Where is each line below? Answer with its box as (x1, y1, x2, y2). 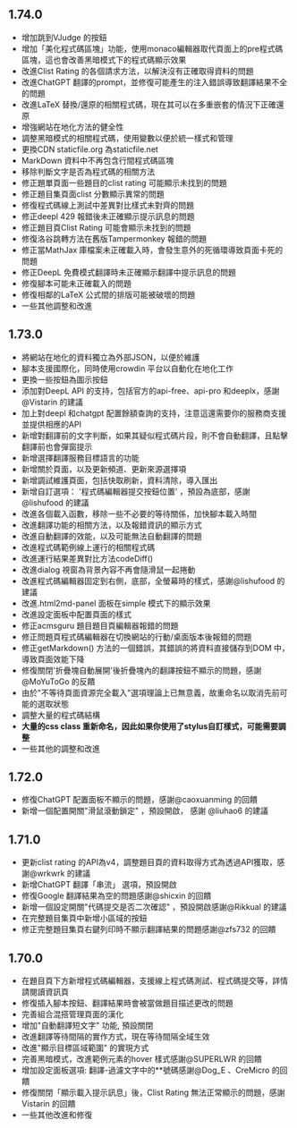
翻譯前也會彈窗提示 (21, 441, 93, 452)
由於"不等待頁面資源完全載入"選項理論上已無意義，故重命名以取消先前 (21, 687, 280, 698)
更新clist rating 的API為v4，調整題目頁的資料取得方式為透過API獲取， (21, 857, 278, 868)
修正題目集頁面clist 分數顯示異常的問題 (21, 188, 165, 199)
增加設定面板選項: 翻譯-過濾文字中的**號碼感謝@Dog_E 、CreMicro (21, 1064, 270, 1076)
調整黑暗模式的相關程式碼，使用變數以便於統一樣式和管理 (21, 132, 233, 143)
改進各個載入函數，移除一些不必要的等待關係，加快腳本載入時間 (21, 508, 257, 519)
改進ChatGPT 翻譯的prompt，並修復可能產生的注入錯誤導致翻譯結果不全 (21, 76, 288, 88)
